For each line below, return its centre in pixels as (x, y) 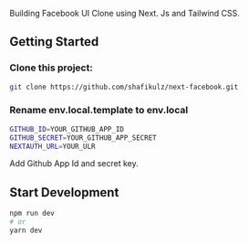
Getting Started (54, 42)
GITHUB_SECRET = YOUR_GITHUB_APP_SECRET (83, 138)
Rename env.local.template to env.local (99, 111)
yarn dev (26, 231)
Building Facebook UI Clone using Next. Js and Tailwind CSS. (124, 13)
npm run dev (32, 214)
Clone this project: (51, 68)
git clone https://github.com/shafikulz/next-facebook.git (124, 87)
